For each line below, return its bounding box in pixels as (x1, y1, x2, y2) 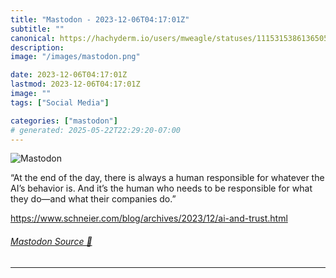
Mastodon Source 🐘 (10, 235, 93, 247)
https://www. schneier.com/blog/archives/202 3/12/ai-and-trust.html (10, 212, 288, 225)
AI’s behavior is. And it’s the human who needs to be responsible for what (10, 182, 313, 195)
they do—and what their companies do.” (10, 193, 177, 205)
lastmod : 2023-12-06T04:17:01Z (10, 79, 141, 90)
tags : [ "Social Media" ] (10, 97, 110, 108)
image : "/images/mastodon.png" (10, 52, 141, 62)
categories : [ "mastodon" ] (10, 116, 118, 126)
